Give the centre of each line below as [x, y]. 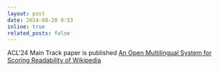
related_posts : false [39, 33]
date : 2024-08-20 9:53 [40, 20]
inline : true [26, 26]
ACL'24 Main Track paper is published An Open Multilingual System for [109, 53]
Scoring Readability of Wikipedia [54, 61]
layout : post [26, 14]
